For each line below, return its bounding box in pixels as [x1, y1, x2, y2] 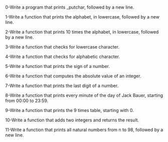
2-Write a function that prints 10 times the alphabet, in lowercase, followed [5, 29, 159, 34]
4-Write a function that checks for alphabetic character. [5, 53, 120, 59]
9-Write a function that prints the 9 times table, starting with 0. [5, 107, 134, 113]
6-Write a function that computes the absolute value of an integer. [5, 73, 141, 79]
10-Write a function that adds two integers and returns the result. [5, 117, 139, 123]
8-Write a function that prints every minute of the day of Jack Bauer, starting [5, 92, 163, 98]
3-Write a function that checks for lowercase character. [5, 44, 119, 49]
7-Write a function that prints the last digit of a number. [5, 82, 119, 88]
